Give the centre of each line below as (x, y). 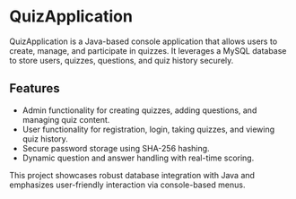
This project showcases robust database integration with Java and (132, 175)
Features (35, 88)
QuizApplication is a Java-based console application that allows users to (144, 41)
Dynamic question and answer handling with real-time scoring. (138, 158)
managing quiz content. (66, 119)
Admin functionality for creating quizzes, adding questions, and (139, 110)
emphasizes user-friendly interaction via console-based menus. (127, 185)
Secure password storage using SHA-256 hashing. (116, 148)
